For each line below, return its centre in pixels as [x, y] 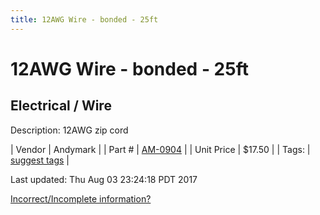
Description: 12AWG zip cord [69, 130]
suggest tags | [40, 160]
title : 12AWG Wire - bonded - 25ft [84, 19]
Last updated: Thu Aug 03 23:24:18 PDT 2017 [104, 179]
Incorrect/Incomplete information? [81, 198]
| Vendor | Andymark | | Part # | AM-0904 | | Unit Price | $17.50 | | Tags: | [160, 149]
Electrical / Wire [61, 106]
